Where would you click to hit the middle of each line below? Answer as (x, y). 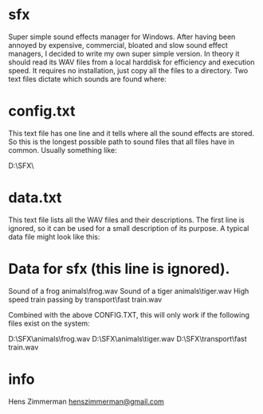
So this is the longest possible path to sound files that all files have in (122, 142)
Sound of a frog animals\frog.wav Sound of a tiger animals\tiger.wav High (129, 291)
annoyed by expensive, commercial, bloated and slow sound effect (118, 45)
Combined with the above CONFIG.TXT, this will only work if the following (129, 314)
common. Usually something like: (63, 150)
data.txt (35, 198)
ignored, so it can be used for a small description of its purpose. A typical (129, 228)
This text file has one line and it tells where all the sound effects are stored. (131, 133)
